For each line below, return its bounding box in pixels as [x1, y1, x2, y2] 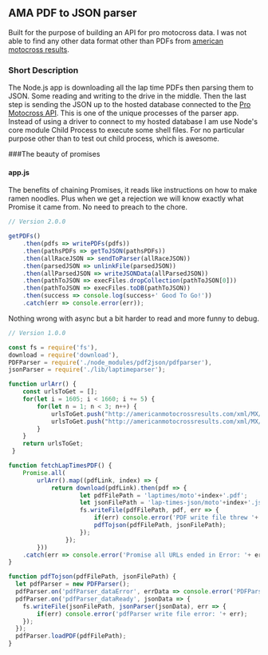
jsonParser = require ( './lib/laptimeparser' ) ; [8, 365, 166, 374]
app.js [8, 167, 30, 177]
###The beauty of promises [8, 150, 100, 159]
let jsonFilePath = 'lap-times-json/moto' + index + [79, 499, 248, 507]
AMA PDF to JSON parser [8, 6, 137, 20]
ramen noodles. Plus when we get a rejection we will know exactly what [8, 194, 244, 203]
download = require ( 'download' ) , [8, 351, 120, 359]
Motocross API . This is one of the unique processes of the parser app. [8, 108, 239, 118]
